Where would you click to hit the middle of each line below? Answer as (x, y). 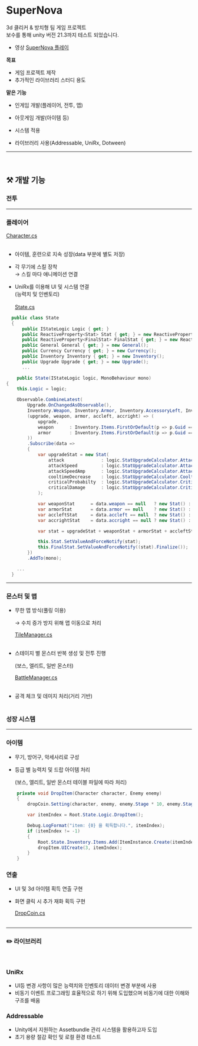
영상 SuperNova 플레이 (42, 47)
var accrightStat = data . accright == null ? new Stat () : (114, 520)
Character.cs (22, 235)
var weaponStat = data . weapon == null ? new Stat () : (114, 504)
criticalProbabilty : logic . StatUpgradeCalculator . (114, 482)
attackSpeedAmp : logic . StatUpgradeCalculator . (114, 471)
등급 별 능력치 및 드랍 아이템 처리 (52, 769)
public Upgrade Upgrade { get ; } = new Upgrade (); (85, 361)
